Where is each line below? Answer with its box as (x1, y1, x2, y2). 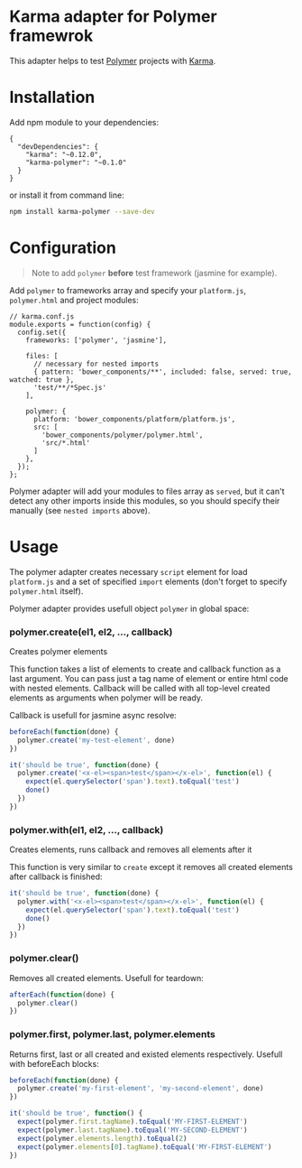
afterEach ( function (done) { (9, 990, 115, 999)
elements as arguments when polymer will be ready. (9, 692, 203, 703)
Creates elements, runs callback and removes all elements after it (9, 844, 252, 855)
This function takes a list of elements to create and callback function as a (9, 663, 281, 674)
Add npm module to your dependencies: (9, 116, 160, 127)
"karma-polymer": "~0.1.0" (25, 158, 127, 167)
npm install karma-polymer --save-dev (9, 207, 155, 216)
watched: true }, (9, 375, 75, 385)
